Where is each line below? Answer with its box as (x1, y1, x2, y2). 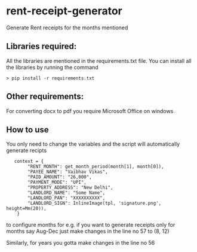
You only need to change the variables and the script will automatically (6, 141, 180, 148)
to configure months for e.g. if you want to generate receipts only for (6, 221, 176, 229)
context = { (14, 159, 44, 165)
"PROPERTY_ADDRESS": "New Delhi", (27, 184, 113, 191)
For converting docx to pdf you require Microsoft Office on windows (6, 107, 174, 114)
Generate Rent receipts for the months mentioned (6, 24, 128, 31)
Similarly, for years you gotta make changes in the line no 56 (6, 239, 155, 247)
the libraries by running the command (6, 63, 98, 71)
